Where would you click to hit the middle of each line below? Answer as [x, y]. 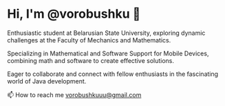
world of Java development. [47, 81]
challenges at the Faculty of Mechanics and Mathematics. [89, 40]
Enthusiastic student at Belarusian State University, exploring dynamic [106, 33]
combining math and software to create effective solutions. [90, 60]
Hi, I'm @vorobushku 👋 [74, 14]
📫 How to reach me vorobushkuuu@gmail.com [74, 94]
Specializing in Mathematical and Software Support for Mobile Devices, [108, 53]
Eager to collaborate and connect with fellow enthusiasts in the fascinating [113, 74]
